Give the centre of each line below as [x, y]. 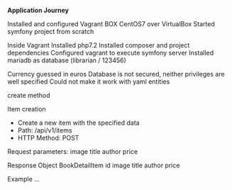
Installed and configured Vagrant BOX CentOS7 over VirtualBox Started [111, 24]
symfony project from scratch [51, 32]
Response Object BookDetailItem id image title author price [94, 165]
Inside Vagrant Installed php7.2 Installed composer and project [99, 45]
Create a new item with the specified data [78, 123]
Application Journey [38, 10]
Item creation [27, 109]
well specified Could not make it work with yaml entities [89, 82]
